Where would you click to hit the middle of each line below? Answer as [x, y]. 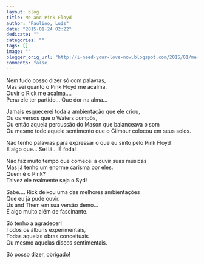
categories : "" [25, 40]
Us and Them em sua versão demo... [52, 205]
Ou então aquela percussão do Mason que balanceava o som [83, 124]
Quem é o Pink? [26, 173]
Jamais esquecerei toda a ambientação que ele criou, [73, 111]
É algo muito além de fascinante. [47, 211]
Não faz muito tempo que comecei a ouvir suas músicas [76, 161]
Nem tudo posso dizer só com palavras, [56, 80]
